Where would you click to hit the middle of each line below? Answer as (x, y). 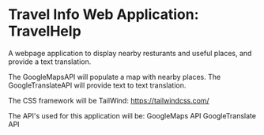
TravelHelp (45, 31)
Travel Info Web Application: (104, 15)
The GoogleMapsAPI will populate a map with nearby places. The (115, 77)
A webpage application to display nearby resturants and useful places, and (130, 53)
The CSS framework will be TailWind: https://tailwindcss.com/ (109, 100)
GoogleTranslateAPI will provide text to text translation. (97, 85)
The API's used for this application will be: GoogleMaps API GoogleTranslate (132, 115)
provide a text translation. (50, 62)
